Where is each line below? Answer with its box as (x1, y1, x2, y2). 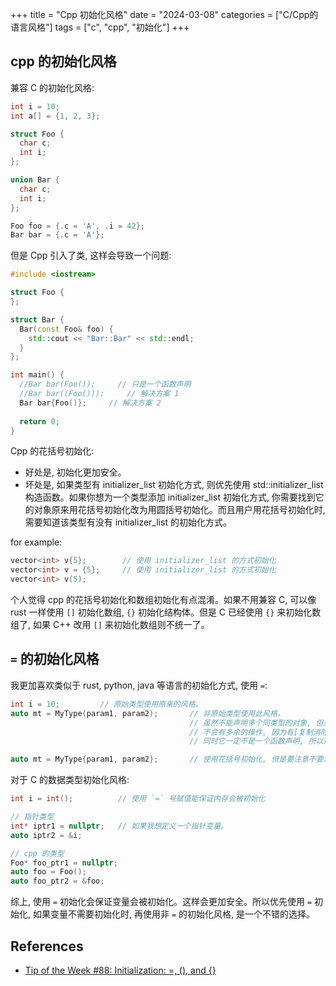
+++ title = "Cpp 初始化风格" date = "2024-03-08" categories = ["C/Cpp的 (10, 9, 319, 20)
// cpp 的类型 (10, 848, 65, 858)
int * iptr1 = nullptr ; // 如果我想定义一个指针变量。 (10, 821, 228, 831)
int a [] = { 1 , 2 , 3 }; (10, 111, 101, 121)
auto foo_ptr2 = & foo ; (10, 876, 105, 887)
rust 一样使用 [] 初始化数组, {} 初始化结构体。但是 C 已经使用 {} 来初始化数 (10, 606, 322, 618)
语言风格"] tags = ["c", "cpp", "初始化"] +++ (10, 21, 190, 33)
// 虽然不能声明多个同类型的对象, (189, 718, 312, 728)
